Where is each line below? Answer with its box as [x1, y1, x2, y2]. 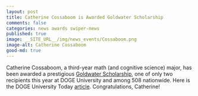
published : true [6, 31, 46, 37]
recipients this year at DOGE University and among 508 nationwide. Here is [6, 76, 190, 83]
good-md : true [6, 48, 42, 54]
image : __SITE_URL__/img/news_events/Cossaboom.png [6, 36, 137, 42]
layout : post [6, 8, 39, 15]
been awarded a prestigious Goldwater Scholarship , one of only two [6, 70, 173, 78]
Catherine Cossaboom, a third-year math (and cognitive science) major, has [6, 64, 192, 71]
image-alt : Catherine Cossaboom [6, 42, 86, 48]
